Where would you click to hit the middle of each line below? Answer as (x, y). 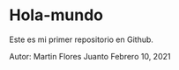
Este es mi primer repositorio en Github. (82, 39)
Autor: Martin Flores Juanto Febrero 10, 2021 (90, 56)
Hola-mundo (56, 15)
